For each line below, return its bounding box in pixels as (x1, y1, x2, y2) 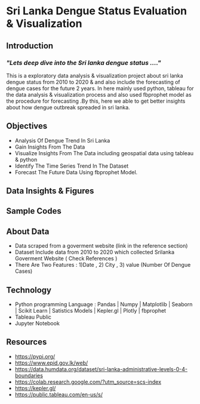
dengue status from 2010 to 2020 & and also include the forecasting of (6, 78, 180, 85)
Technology (6, 285, 52, 295)
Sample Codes (6, 206, 61, 216)
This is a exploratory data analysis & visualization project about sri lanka (6, 72, 183, 79)
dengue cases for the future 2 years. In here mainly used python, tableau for (6, 85, 194, 92)
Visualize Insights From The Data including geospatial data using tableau (14, 149, 194, 156)
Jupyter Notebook (14, 320, 60, 327)
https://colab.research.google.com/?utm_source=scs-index (14, 378, 162, 386)
